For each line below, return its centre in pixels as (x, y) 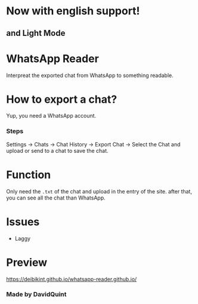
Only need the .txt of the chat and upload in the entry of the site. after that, (99, 191)
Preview (27, 262)
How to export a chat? (62, 99)
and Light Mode (36, 33)
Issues (23, 222)
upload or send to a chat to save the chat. (57, 151)
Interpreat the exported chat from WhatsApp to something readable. (90, 75)
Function (29, 175)
